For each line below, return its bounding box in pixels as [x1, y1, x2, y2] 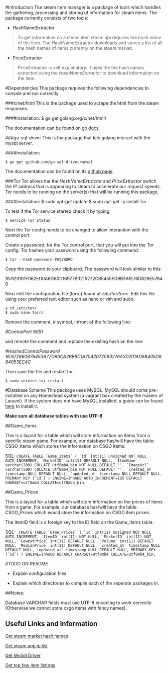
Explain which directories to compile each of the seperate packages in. [12, 580, 159, 586]
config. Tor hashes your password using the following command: [5, 247, 139, 253]
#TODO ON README [5, 561, 49, 566]
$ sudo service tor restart [5, 378, 64, 383]
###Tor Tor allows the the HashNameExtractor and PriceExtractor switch [5, 178, 157, 184]
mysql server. [5, 140, 34, 146]
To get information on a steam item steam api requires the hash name [17, 35, 161, 40]
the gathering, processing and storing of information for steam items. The [5, 10, 157, 16]
